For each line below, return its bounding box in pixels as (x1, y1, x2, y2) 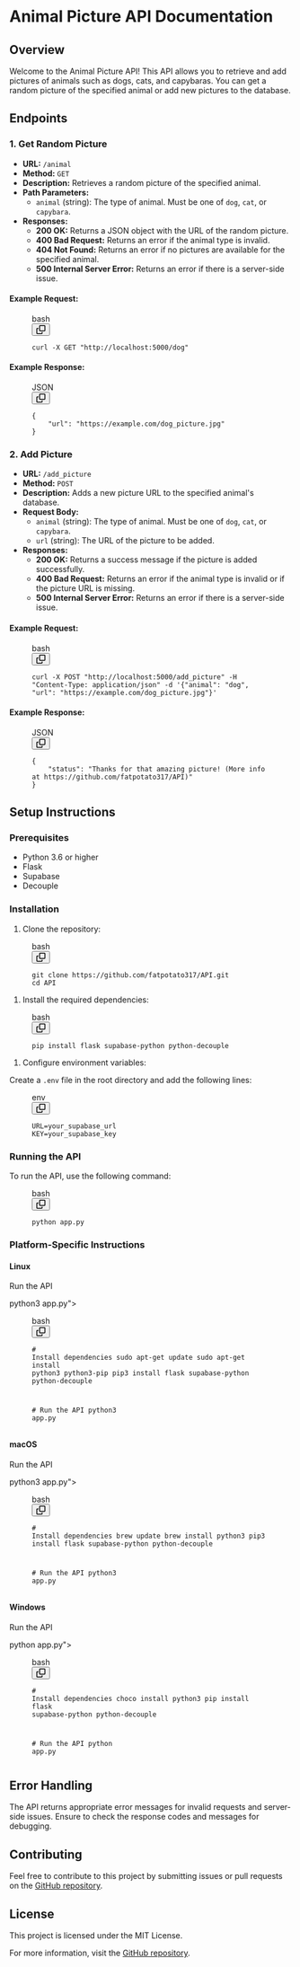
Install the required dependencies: (22, 994, 150, 1005)
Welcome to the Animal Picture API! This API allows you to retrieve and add (9, 66, 287, 76)
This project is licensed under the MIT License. (9, 1930, 183, 1941)
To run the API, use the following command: (9, 1170, 172, 1182)
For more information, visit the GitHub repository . (9, 1947, 190, 1959)
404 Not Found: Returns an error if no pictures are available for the (35, 244, 286, 255)
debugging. (9, 1821, 52, 1831)
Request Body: (22, 507, 79, 517)
